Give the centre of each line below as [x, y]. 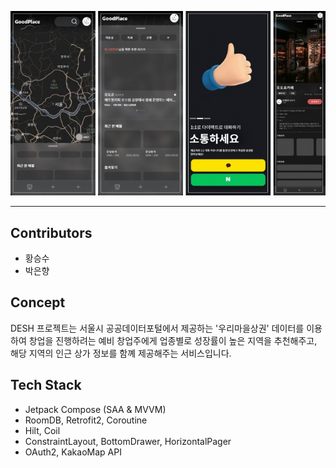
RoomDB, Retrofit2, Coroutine [86, 420]
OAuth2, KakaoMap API [73, 452]
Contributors [51, 232]
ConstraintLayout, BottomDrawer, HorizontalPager [128, 441]
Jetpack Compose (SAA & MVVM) [95, 409]
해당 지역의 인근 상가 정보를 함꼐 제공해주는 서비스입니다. [121, 353]
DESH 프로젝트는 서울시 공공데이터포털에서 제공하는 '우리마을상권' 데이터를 [157, 328]
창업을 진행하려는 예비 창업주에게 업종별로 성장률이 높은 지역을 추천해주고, [173, 340]
